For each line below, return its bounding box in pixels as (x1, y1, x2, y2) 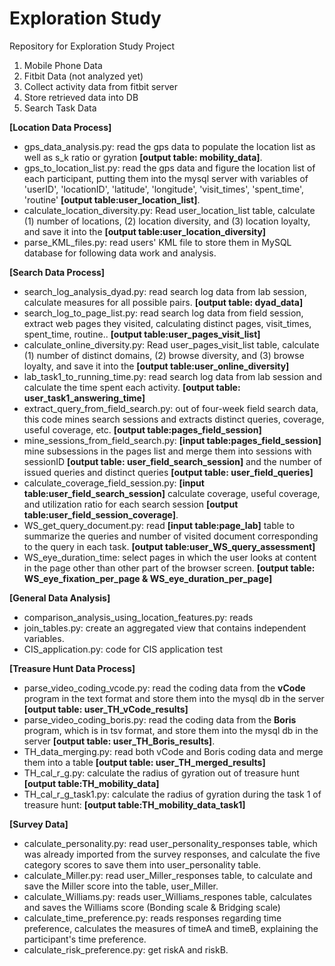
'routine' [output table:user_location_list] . (23, 193, 201, 206)
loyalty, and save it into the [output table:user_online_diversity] (23, 360, 290, 372)
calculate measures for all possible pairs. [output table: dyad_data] (23, 296, 304, 308)
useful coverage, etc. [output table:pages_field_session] (23, 423, 262, 436)
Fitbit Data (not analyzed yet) (23, 70, 144, 82)
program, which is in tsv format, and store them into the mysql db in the (23, 724, 319, 736)
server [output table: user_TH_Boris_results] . (23, 735, 216, 747)
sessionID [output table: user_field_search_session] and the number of (23, 455, 323, 467)
